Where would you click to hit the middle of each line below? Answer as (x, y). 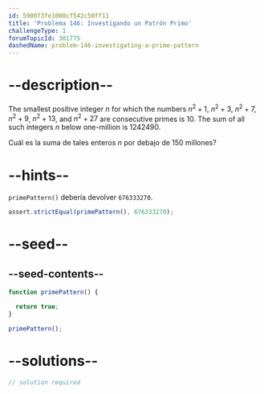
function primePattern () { (53, 292)
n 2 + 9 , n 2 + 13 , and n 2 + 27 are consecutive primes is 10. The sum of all (126, 118)
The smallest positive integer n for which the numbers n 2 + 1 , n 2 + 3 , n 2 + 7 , (132, 108)
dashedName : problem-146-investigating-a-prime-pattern (104, 46)
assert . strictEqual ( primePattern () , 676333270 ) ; (91, 212)
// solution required (45, 382)
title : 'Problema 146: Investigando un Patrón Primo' (100, 23)
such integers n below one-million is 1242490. (85, 127)
